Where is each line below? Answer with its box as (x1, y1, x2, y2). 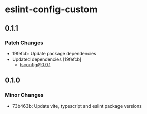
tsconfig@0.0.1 (19, 61, 51, 67)
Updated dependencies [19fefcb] (12, 56, 82, 62)
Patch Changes (5, 39, 44, 46)
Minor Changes (5, 92, 44, 99)
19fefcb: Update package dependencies (12, 50, 96, 56)
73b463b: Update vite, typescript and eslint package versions (12, 103, 142, 109)
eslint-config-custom (5, 4, 98, 15)
